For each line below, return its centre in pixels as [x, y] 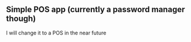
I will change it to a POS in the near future [56, 33]
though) [21, 19]
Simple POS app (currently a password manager [95, 10]
